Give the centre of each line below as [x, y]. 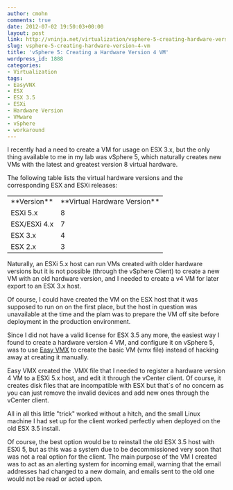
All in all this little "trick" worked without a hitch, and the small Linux [104, 414]
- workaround [26, 130]
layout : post [26, 33]
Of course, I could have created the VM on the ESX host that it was [103, 300]
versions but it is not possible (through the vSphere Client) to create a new [113, 271]
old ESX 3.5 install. [34, 429]
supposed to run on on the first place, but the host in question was [102, 307]
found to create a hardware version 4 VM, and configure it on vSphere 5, [111, 343]
